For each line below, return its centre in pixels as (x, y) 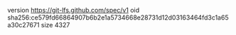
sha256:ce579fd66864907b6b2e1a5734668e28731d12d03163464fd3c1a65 (118, 17)
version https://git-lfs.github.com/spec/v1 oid (74, 10)
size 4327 (55, 25)
